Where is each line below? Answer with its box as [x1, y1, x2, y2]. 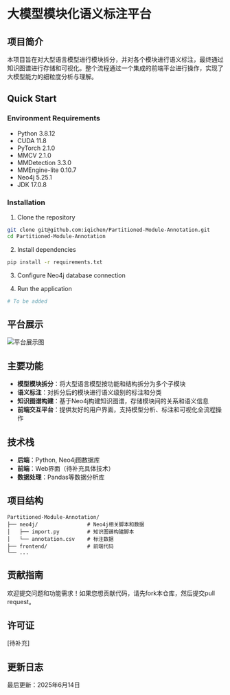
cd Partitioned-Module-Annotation [7, 233, 106, 239]
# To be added [7, 297, 48, 305]
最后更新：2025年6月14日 [7, 681, 80, 689]
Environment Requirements [7, 114, 101, 123]
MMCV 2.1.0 [16, 151, 51, 159]
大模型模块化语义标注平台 [7, 6, 152, 22]
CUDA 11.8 [16, 136, 47, 145]
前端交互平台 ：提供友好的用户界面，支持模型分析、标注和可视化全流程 [16, 405, 216, 414]
